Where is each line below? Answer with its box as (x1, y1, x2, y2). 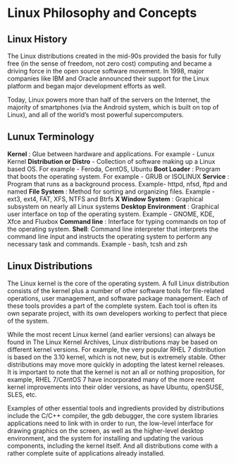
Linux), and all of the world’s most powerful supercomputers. (7, 111, 185, 119)
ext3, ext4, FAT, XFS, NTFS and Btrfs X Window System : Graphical (7, 194, 204, 203)
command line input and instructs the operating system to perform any (7, 232, 213, 241)
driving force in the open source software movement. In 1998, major (7, 67, 204, 75)
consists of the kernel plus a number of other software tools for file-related (7, 286, 225, 295)
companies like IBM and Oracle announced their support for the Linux (7, 74, 209, 83)
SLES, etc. (7, 390, 37, 398)
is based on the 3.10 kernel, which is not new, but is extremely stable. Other (7, 352, 226, 361)
